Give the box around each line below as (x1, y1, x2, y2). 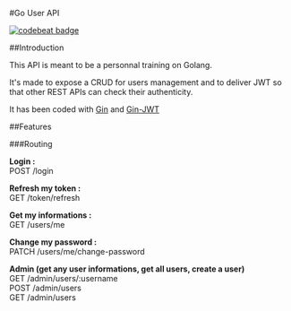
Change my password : (9, 237, 97, 247)
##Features (9, 121, 52, 132)
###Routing (9, 139, 53, 149)
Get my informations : (9, 210, 92, 220)
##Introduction (9, 42, 64, 53)
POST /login (9, 166, 54, 176)
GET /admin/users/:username (9, 273, 118, 283)
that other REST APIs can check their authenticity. (9, 87, 193, 97)
